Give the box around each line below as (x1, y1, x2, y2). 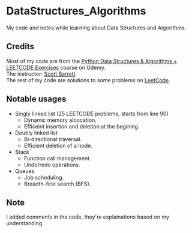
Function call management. (23, 154, 91, 162)
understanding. (6, 220, 44, 227)
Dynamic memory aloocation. (23, 116, 97, 124)
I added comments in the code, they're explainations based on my (6, 213, 170, 220)
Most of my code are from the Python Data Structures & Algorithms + (6, 57, 178, 64)
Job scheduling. (23, 174, 64, 181)
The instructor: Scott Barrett (6, 70, 76, 77)
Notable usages (6, 94, 67, 104)
